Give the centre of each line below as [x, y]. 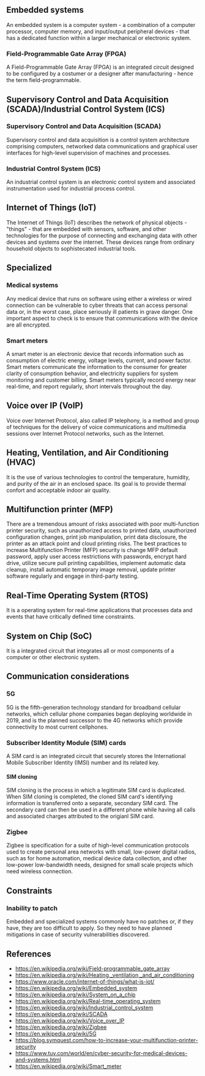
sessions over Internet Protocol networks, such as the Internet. [86, 433]
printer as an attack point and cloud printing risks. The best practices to [97, 544]
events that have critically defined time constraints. [71, 617]
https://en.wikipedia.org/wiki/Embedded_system [76, 988]
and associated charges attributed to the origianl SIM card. [80, 816]
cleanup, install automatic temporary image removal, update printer [91, 570]
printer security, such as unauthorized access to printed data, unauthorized [102, 531]
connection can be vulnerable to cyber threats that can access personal [97, 305]
